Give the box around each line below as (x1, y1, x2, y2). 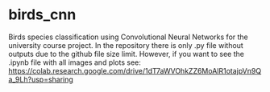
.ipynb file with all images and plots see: (8, 58, 141, 67)
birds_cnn (8, 6, 77, 24)
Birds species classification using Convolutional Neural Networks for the (8, 32, 248, 42)
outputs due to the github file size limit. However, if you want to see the (8, 49, 244, 58)
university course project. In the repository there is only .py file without (8, 40, 243, 50)
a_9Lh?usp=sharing (8, 74, 74, 84)
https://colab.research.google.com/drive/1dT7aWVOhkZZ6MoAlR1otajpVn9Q (8, 66, 262, 75)
